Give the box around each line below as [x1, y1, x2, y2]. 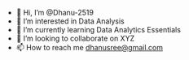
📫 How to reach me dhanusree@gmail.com [15, 43, 164, 52]
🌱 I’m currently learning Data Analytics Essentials [15, 25, 182, 34]
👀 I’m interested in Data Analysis [15, 16, 125, 26]
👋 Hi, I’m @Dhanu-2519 [15, 8, 94, 17]
